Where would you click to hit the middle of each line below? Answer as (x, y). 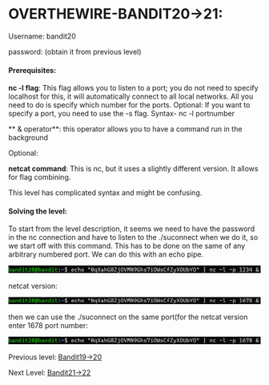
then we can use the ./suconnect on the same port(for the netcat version (128, 317)
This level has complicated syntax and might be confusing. (105, 192)
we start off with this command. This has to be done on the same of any (127, 246)
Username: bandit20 (42, 36)
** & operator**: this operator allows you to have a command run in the (125, 129)
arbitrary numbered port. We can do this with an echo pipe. (106, 254)
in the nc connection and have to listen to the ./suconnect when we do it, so (133, 237)
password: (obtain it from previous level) (75, 51)
